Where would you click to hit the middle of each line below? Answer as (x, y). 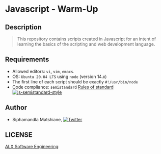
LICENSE (19, 135)
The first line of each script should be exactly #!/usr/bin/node (75, 81)
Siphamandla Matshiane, (37, 119)
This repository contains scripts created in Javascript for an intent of (86, 39)
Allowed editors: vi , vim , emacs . (43, 71)
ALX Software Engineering (32, 147)
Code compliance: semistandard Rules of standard (63, 87)
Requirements (27, 60)
